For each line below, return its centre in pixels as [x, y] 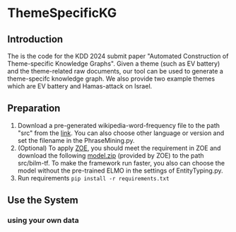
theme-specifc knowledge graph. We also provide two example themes [111, 79]
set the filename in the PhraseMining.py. [76, 140]
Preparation [34, 109]
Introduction [35, 39]
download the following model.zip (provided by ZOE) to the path [111, 155]
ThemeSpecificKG [62, 13]
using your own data [43, 221]
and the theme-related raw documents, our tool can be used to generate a [116, 71]
